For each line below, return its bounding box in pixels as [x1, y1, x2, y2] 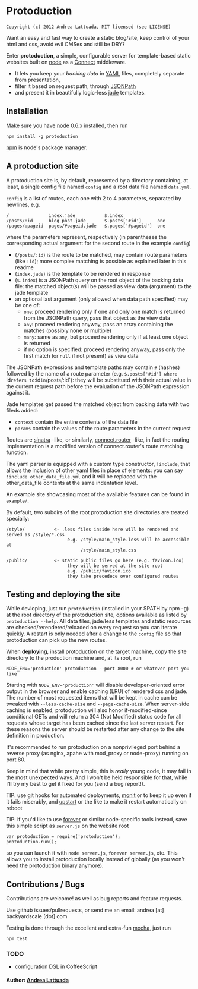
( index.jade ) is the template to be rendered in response [14, 270, 151, 277]
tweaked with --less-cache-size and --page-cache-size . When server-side [6, 700, 190, 708]
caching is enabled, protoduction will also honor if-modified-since [6, 707, 167, 714]
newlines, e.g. [6, 201, 40, 208]
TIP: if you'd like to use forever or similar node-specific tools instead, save [6, 816, 188, 823]
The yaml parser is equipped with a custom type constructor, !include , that [6, 460, 190, 467]
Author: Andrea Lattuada [6, 977, 69, 984]
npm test [6, 936, 28, 942]
